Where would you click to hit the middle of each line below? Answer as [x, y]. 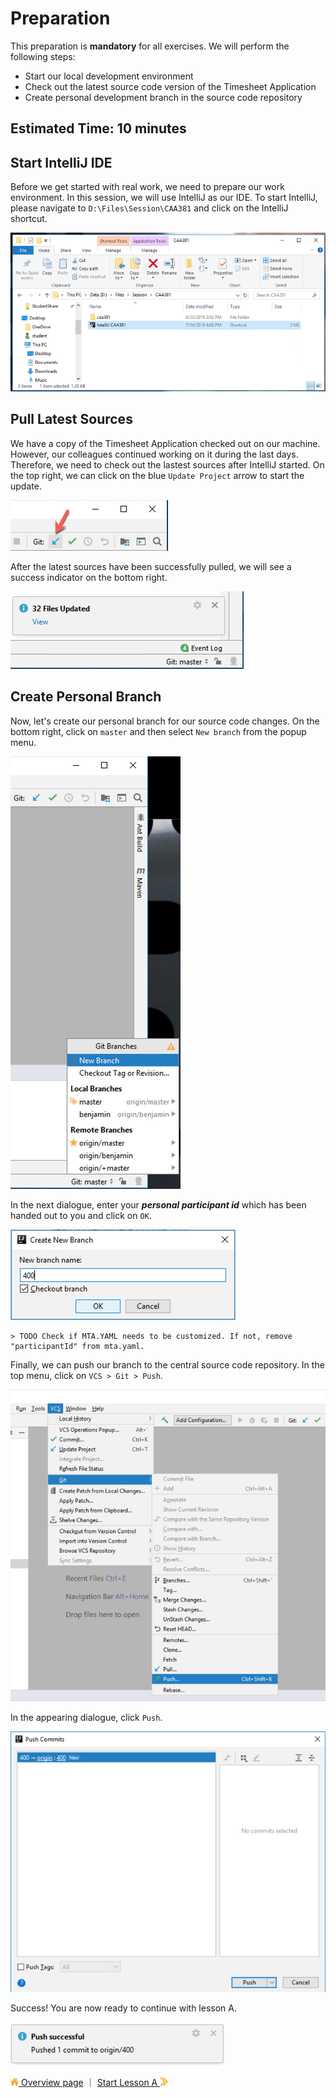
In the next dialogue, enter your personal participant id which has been [158, 1204]
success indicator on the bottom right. [89, 577]
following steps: [43, 56]
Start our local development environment [109, 76]
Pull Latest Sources [71, 419]
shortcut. [29, 219]
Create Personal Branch [86, 697]
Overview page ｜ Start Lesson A [89, 2083]
